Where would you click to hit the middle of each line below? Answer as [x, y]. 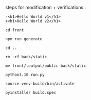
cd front [15, 30]
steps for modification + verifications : [46, 7]
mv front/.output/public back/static [46, 66]
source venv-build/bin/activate [40, 84]
